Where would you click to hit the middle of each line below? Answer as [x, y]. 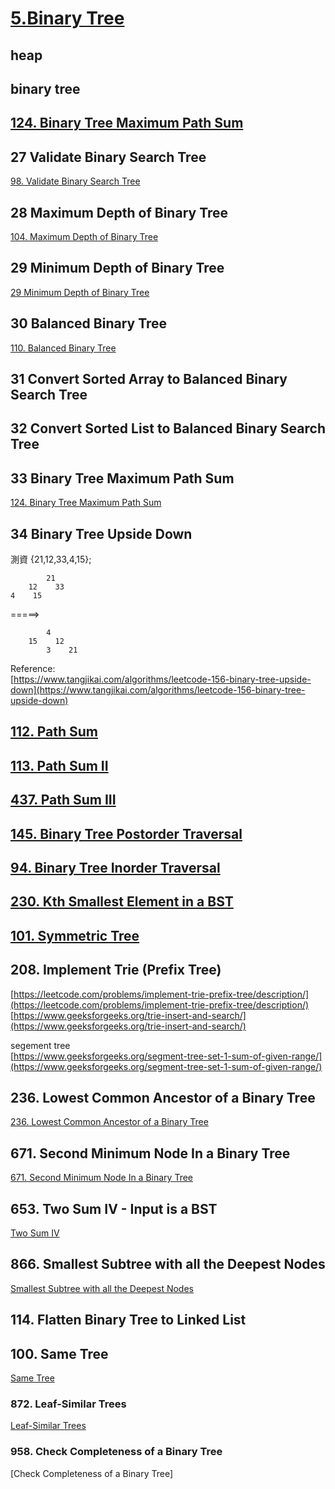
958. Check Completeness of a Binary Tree [116, 1452]
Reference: [33, 669]
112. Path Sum [54, 732]
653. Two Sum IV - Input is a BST [114, 1208]
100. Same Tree [59, 1353]
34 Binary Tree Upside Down [101, 533]
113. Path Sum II [59, 765]
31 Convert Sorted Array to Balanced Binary [149, 379]
